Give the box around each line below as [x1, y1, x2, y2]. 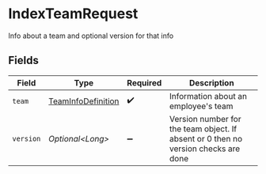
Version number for [169, 113, 241, 124]
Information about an [169, 90, 248, 101]
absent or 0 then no [169, 133, 243, 144]
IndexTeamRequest [8, 5, 139, 23]
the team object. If [169, 123, 237, 134]
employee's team [169, 100, 234, 112]
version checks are [169, 143, 241, 154]
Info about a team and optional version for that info [8, 31, 174, 40]
